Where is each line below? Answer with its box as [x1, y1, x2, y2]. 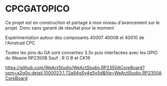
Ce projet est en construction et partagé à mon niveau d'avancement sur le [5, 19, 160, 25]
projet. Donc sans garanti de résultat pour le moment [5, 24, 114, 30]
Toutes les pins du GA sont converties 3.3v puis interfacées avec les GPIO [5, 49, 158, 55]
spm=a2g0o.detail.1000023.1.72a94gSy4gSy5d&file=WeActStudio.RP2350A [5, 69, 162, 75]
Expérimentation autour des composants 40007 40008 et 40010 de [5, 34, 144, 40]
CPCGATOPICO [5, 3, 70, 14]
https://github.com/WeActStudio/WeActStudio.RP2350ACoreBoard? [5, 64, 145, 70]
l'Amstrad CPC [5, 39, 35, 45]
